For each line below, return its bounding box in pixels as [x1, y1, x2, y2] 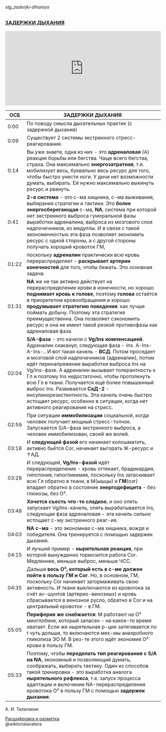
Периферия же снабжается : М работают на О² [26, 610, 142, 617]
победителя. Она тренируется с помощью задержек [26, 531, 153, 538]
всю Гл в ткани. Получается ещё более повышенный [26, 379, 154, 386]
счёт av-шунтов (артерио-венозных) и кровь [26, 590, 137, 597]
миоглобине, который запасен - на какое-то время [26, 617, 152, 624]
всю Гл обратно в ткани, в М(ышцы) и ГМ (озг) [26, 478, 138, 485]
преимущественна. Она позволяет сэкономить [26, 315, 140, 322]
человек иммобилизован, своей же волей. [26, 430, 129, 437]
